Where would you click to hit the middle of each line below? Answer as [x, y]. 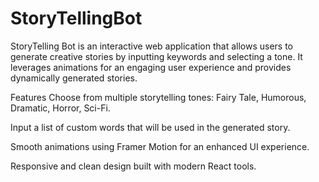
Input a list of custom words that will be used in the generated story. [150, 127]
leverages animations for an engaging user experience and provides [151, 67]
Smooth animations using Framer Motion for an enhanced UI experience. [160, 146]
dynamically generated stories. [74, 78]
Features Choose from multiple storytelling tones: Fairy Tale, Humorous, [158, 97]
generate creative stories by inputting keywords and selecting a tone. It [156, 56]
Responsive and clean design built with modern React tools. [133, 166]
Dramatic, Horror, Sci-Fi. [60, 108]
